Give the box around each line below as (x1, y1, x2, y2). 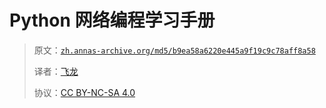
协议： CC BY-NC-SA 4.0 (33, 86, 136, 98)
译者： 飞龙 (33, 65, 79, 77)
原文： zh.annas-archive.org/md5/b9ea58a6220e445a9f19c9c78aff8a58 (33, 44, 316, 56)
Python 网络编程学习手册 (9, 9, 216, 32)
